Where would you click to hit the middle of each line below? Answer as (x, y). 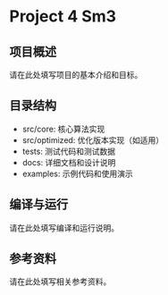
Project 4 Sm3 (63, 17)
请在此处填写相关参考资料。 (60, 282)
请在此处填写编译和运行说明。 (64, 228)
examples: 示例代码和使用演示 (77, 173)
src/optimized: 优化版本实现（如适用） (93, 139)
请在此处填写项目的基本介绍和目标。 (76, 75)
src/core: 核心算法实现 (63, 129)
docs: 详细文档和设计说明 (69, 162)
